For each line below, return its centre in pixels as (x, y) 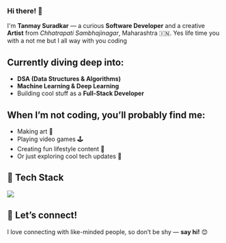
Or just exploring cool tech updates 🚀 (69, 156)
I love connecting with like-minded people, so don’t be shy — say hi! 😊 (108, 231)
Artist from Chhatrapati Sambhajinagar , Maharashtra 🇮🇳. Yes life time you (113, 33)
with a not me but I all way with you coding (67, 41)
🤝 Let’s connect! (42, 215)
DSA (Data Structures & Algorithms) (69, 79)
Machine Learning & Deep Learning (68, 86)
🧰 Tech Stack (36, 178)
